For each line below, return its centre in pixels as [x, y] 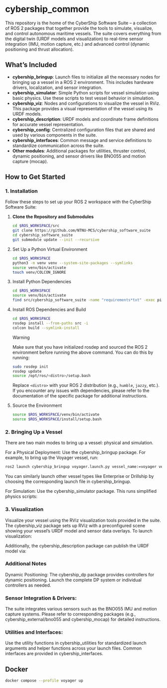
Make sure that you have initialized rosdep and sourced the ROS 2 [80, 347]
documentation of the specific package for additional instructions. [80, 396]
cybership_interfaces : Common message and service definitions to [82, 140]
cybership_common [47, 9]
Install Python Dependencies [42, 282]
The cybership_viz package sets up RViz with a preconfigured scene [75, 526]
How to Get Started [35, 177]
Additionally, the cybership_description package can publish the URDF [77, 545]
